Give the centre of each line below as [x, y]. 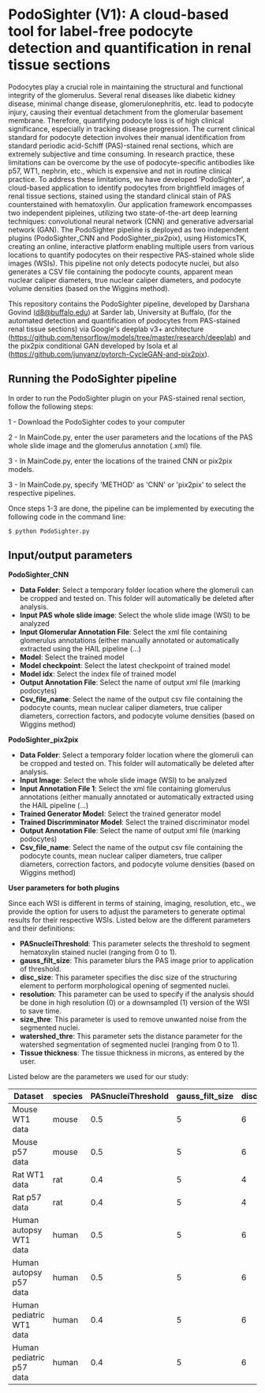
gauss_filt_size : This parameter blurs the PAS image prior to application [136, 960]
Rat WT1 [28, 1174]
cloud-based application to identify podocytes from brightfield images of [126, 187]
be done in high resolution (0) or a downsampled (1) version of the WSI [134, 1002]
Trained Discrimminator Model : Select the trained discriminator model [134, 822]
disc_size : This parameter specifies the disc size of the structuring [128, 977]
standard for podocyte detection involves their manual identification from [127, 137]
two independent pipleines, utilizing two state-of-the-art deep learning [123, 213]
